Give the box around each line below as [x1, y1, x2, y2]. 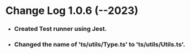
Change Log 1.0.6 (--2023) [5, 4, 139, 17]
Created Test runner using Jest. [14, 25, 107, 33]
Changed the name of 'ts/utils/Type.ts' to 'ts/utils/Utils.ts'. [14, 41, 186, 49]
